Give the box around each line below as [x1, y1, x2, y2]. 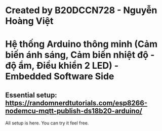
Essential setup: [5, 91, 57, 99]
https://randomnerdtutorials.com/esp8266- [5, 99, 148, 107]
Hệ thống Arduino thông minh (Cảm [5, 38, 158, 50]
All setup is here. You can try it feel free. [5, 120, 89, 126]
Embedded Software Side [5, 71, 114, 82]
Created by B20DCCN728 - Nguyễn [5, 5, 157, 16]
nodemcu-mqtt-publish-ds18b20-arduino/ [5, 106, 143, 115]
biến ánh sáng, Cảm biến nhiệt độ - [5, 49, 155, 61]
